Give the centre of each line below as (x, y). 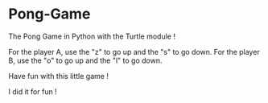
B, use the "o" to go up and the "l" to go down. (85, 60)
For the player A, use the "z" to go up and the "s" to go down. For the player (134, 51)
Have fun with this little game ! (58, 76)
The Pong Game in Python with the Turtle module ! (92, 36)
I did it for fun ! (33, 91)
